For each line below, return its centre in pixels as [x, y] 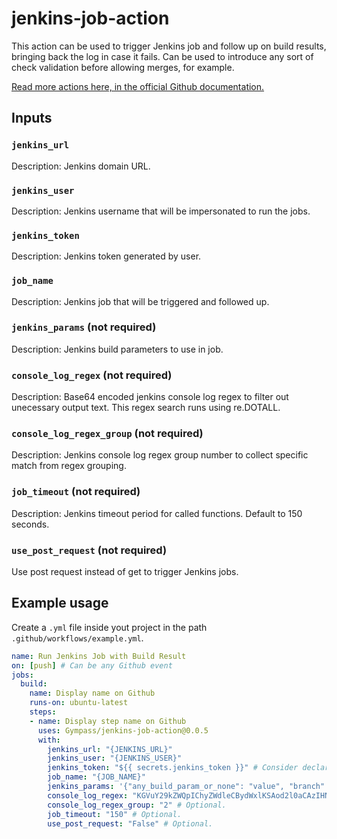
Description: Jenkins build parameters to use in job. [117, 349]
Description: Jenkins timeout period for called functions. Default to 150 [157, 513]
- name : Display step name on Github [108, 721]
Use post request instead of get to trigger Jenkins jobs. [125, 571]
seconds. [30, 524]
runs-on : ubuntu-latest [79, 703]
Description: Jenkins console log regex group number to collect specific [160, 455]
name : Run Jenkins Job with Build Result [99, 656]
